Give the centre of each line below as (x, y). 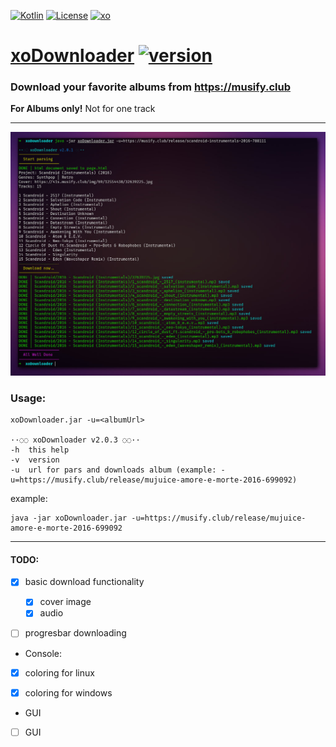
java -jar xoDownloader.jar (69, 518)
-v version (35, 460)
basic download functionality (84, 582)
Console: (43, 653)
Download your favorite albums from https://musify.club (151, 87)
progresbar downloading (75, 633)
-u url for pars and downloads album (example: (113, 470)
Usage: (28, 398)
